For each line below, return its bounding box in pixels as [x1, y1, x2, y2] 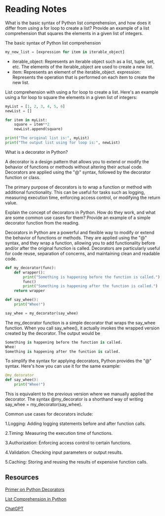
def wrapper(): [14, 270, 45, 275]
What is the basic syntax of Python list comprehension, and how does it [5, 20, 151, 26]
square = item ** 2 [14, 122, 50, 127]
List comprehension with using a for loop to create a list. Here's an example [5, 89, 159, 95]
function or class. [5, 174, 41, 180]
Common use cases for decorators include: [5, 411, 93, 417]
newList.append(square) [14, 127, 63, 132]
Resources [5, 473, 39, 482]
